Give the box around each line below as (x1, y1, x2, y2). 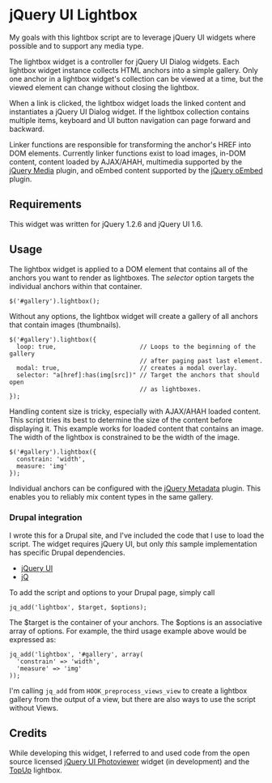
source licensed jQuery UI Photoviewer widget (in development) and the (9, 756, 250, 766)
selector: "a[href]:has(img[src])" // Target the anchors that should (16, 371, 260, 379)
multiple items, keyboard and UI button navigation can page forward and (9, 115, 251, 125)
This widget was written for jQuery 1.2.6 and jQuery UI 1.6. (9, 219, 203, 228)
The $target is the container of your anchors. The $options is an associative (9, 617, 262, 627)
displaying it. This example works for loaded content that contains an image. (9, 423, 264, 433)
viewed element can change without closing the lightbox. (9, 83, 200, 92)
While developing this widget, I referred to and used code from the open (9, 747, 250, 758)
